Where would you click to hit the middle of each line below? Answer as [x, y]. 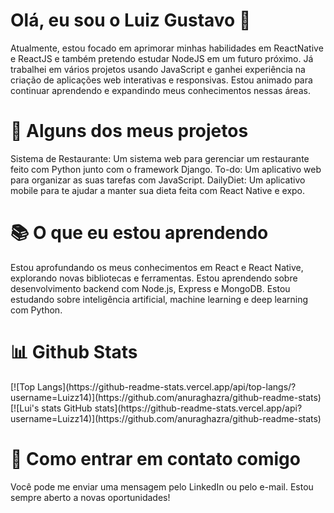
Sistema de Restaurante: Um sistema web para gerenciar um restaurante [160, 158]
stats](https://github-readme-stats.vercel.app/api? [198, 408]
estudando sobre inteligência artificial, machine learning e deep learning [159, 299]
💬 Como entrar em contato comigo [155, 458]
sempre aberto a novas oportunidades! [90, 497]
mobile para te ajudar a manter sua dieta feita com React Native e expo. [158, 190]
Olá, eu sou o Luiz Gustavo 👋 [131, 20]
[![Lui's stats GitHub [51, 408]
